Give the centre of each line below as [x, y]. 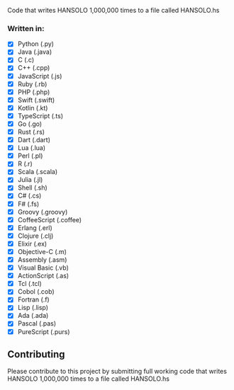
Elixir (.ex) [32, 243]
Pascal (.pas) [37, 323]
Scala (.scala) [38, 172]
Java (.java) [34, 52]
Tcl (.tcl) [30, 284]
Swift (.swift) [36, 100]
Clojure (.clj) [35, 236]
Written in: [26, 28]
